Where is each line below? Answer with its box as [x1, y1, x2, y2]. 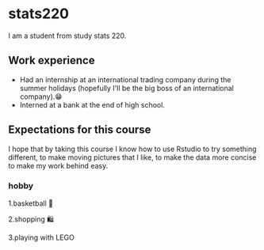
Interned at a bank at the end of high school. [19, 100, 165, 109]
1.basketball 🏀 [8, 199, 54, 208]
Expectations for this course [8, 123, 151, 137]
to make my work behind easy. [8, 161, 109, 170]
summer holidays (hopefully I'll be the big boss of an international [19, 83, 234, 93]
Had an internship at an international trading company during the [19, 74, 231, 84]
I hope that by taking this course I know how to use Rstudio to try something [8, 144, 257, 153]
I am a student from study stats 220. [8, 31, 127, 40]
